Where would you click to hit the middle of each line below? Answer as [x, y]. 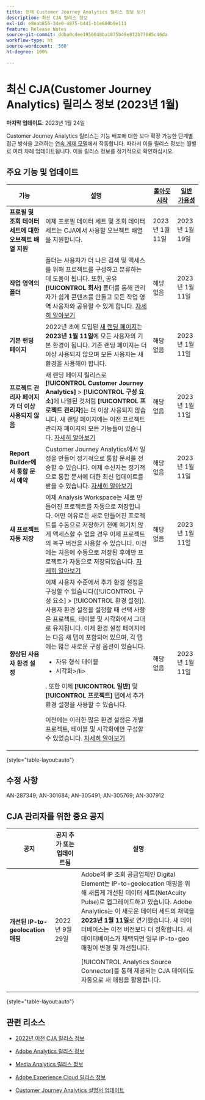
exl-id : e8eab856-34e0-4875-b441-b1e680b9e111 [67, 23]
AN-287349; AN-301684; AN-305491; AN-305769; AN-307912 [85, 795]
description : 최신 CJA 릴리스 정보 [47, 18]
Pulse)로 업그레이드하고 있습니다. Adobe [136, 902]
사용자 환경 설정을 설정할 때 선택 [89, 609]
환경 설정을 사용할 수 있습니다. [86, 704]
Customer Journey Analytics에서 [92, 449]
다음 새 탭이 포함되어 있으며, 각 [94, 637]
